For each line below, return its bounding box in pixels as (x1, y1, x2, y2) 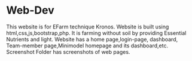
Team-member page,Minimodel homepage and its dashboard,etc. (6, 42, 169, 49)
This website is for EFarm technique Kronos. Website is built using (6, 23, 169, 30)
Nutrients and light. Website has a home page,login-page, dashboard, (6, 36, 178, 43)
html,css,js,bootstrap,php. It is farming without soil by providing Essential (6, 29, 187, 36)
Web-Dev (6, 4, 55, 17)
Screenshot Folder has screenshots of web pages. (6, 48, 130, 55)
